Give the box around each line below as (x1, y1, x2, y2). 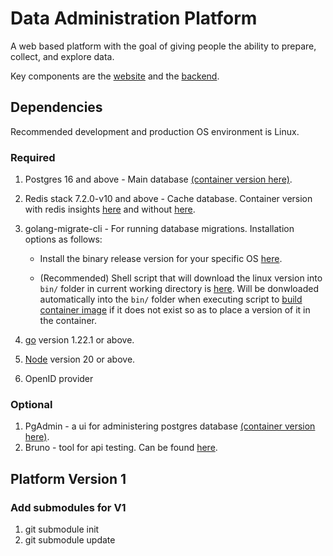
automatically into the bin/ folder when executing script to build (39, 293, 303, 306)
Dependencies (10, 99, 103, 116)
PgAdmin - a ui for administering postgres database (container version (24, 420, 316, 432)
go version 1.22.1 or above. (24, 334, 135, 346)
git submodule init (24, 523, 100, 536)
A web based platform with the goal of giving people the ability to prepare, (10, 40, 317, 52)
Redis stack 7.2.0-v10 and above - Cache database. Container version (24, 193, 313, 205)
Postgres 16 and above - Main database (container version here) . (24, 173, 293, 186)
